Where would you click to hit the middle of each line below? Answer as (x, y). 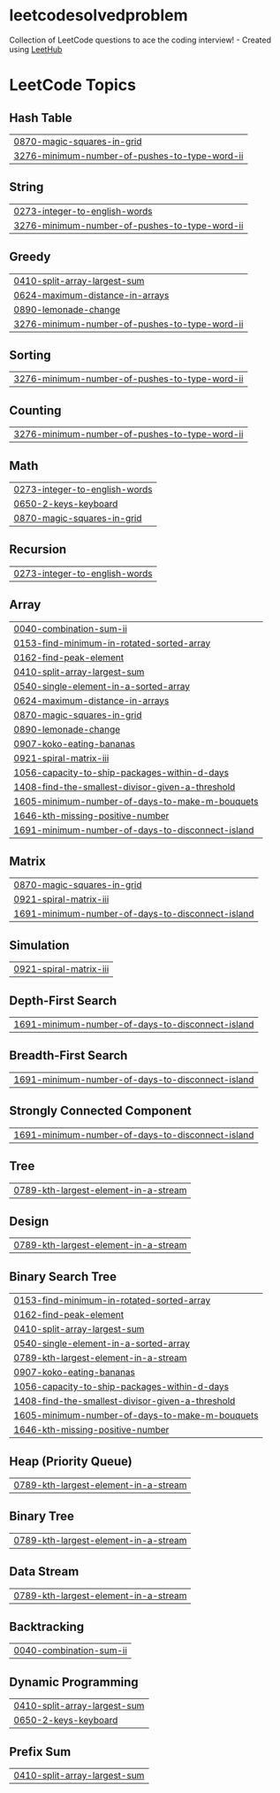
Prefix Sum (40, 1752)
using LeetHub (36, 49)
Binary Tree (42, 1516)
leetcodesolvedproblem (98, 15)
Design (29, 1221)
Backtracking (47, 1626)
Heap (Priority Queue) (71, 1461)
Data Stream (44, 1572)
